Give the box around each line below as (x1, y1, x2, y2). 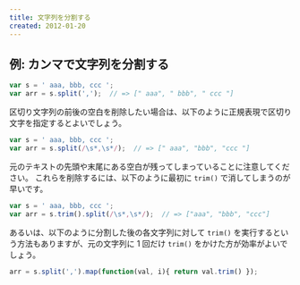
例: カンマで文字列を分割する (9, 56, 169, 71)
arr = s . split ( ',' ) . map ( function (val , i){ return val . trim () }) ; (9, 267, 259, 276)
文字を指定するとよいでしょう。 (9, 118, 127, 129)
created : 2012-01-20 (9, 21, 87, 30)
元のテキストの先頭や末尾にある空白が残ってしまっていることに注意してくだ (9, 161, 290, 172)
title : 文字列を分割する (9, 13, 91, 22)
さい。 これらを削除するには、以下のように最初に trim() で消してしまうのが (9, 172, 291, 183)
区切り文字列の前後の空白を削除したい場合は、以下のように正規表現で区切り (9, 106, 292, 117)
